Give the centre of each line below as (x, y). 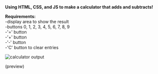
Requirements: (20, 16)
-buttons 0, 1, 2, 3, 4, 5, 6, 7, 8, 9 (37, 27)
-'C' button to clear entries (32, 47)
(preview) (15, 66)
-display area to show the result (37, 22)
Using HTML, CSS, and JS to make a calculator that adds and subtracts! (79, 7)
